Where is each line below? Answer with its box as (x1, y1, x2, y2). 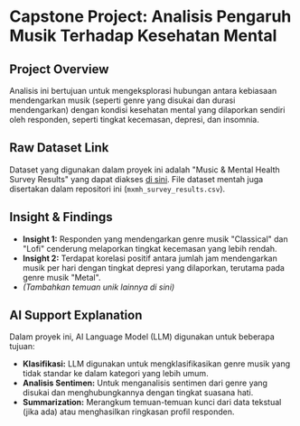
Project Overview (9, 61, 109, 77)
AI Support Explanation (9, 308, 143, 323)
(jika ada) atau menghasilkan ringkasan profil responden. (22, 406, 235, 417)
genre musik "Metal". (22, 272, 101, 282)
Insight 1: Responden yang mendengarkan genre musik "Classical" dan (22, 233, 288, 245)
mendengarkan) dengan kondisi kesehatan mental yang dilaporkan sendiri (9, 105, 286, 115)
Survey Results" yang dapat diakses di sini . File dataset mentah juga (9, 173, 264, 184)
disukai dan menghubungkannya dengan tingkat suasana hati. (22, 387, 254, 398)
